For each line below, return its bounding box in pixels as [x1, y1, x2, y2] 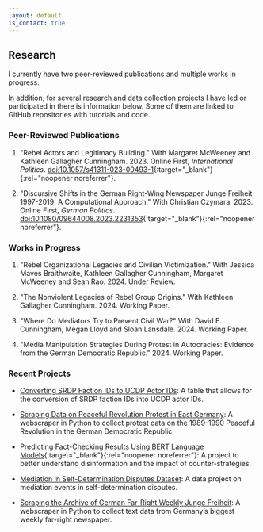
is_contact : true [8, 19, 66, 27]
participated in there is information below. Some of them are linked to [8, 101, 234, 111]
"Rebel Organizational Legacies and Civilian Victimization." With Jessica [19, 259, 255, 270]
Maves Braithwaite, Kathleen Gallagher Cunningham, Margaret [19, 268, 223, 277]
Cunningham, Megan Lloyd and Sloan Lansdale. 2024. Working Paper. [19, 324, 249, 334]
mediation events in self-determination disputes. [19, 483, 178, 492]
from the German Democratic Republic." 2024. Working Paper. [19, 348, 223, 358]
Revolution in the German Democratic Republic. [19, 427, 174, 436]
